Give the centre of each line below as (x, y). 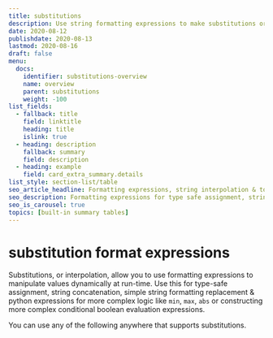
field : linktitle (52, 122)
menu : (17, 62)
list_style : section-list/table (63, 182)
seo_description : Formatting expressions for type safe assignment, (127, 197)
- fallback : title (47, 115)
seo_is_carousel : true (47, 205)
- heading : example (49, 167)
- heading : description (56, 144)
